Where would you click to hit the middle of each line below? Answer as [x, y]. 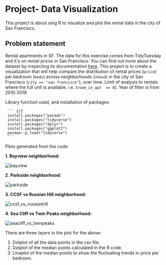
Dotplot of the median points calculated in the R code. [67, 247]
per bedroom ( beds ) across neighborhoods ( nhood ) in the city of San [74, 77]
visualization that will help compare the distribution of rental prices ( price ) [81, 71]
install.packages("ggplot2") [37, 128]
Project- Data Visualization [61, 9]
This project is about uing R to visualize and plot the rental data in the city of [83, 23]
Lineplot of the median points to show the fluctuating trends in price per [86, 253]
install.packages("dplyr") [35, 124]
